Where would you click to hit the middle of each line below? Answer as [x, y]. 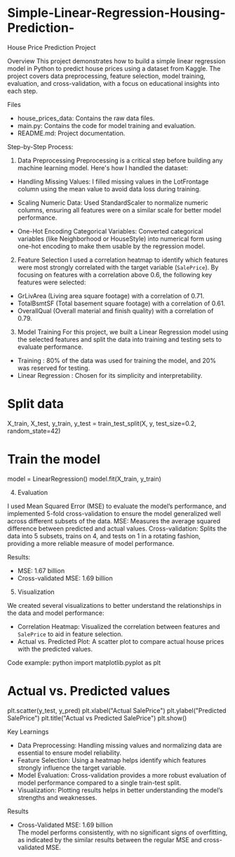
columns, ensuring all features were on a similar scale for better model [119, 210]
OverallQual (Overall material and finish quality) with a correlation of [115, 310]
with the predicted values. [55, 649]
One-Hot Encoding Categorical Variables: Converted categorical [110, 231]
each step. [22, 91]
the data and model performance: [56, 613]
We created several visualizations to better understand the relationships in [114, 605]
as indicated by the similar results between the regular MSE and [109, 839]
